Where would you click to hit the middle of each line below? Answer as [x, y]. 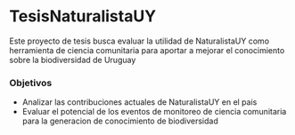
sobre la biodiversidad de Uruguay [73, 60]
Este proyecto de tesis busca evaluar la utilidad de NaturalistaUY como [139, 41]
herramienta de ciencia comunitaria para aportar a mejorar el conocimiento [147, 50]
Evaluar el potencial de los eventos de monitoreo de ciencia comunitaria [154, 112]
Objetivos [31, 83]
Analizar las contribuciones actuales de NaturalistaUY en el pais [139, 102]
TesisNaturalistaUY [83, 16]
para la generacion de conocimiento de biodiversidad [120, 121]
